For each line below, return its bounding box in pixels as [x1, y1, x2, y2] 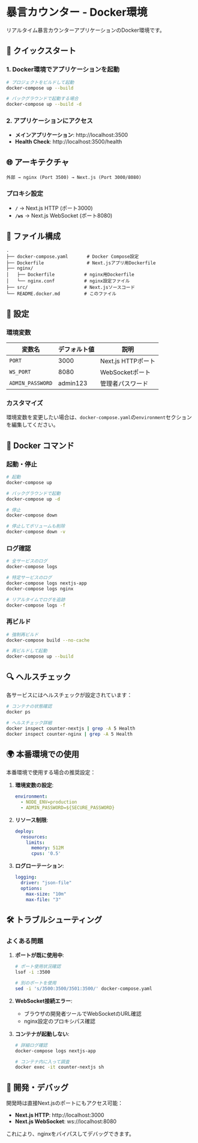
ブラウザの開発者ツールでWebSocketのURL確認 [23, 1010, 142, 1017]
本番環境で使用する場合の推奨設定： [6, 769, 96, 776]
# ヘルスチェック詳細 [6, 720, 52, 726]
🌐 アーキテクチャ [6, 157, 70, 167]
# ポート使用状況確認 [14, 963, 61, 970]
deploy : [14, 828, 34, 834]
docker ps [6, 709, 31, 715]
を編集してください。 [6, 421, 59, 428]
